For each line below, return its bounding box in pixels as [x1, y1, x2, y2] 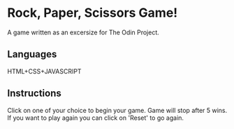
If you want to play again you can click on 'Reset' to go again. [7, 114, 184, 122]
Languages [7, 48, 57, 60]
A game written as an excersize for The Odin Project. [7, 28, 159, 36]
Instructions [7, 88, 61, 100]
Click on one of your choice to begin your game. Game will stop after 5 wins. [7, 106, 228, 114]
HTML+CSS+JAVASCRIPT [7, 67, 82, 75]
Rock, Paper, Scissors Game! [7, 5, 178, 21]
